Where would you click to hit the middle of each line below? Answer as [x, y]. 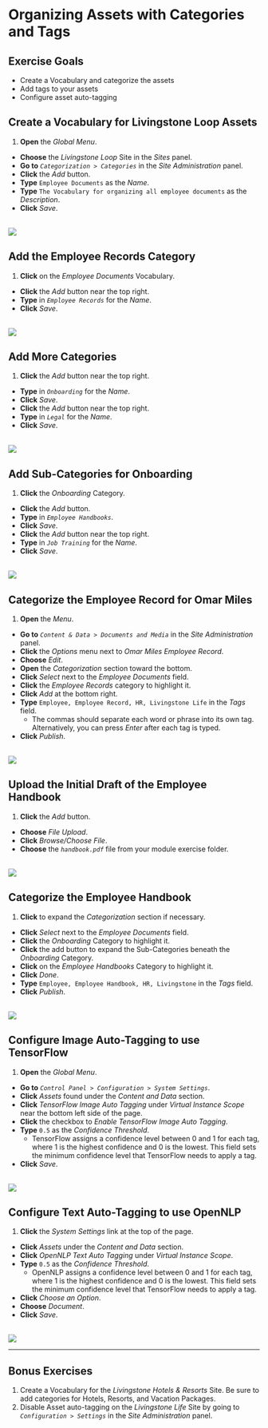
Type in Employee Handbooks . [67, 518]
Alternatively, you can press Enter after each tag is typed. [126, 728]
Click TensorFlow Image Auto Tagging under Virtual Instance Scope [132, 1105]
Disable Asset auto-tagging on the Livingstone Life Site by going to [130, 1407]
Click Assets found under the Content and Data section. [112, 1096]
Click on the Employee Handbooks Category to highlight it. [116, 966]
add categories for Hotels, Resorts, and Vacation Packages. [118, 1398]
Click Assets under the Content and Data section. [102, 1247]
